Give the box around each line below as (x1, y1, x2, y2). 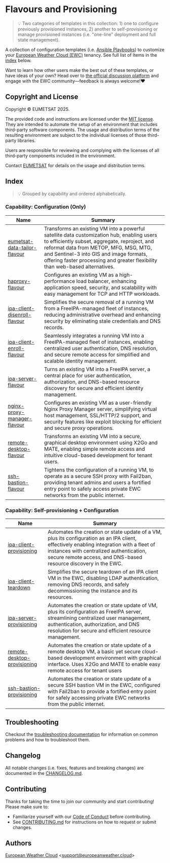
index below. (5, 57, 32, 63)
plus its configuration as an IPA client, (48, 535, 137, 542)
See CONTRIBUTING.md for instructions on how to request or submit (12, 819, 157, 825)
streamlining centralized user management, (48, 614, 151, 621)
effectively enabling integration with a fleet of (48, 541, 155, 548)
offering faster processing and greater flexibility (44, 257, 158, 264)
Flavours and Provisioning (5, 4, 117, 15)
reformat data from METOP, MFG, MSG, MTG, (44, 244, 152, 251)
